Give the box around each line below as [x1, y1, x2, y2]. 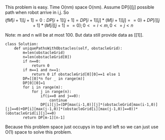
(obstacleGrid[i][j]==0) [5, 111, 56, 116]
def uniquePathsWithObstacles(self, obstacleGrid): [14, 46, 123, 51]
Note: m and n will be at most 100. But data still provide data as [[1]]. [5, 32, 144, 38]
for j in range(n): [31, 89, 72, 94]
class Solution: [5, 42, 39, 47]
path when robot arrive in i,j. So [5, 9, 69, 15]
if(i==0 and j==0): [40, 93, 81, 98]
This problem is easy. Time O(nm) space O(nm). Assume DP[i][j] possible [5, 4, 155, 10]
